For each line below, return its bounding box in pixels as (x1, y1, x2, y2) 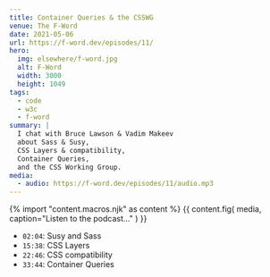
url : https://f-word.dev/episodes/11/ (9, 38, 154, 47)
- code (17, 96, 42, 105)
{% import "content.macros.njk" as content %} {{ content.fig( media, (9, 204, 262, 214)
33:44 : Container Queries (21, 259, 114, 270)
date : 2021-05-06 (9, 29, 74, 38)
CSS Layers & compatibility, (17, 146, 126, 155)
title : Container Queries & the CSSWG (9, 13, 154, 22)
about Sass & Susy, (17, 138, 90, 147)
